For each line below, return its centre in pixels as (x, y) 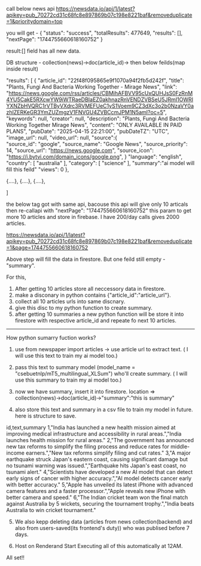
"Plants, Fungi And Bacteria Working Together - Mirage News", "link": (92, 87)
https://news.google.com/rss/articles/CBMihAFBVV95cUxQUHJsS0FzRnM (101, 93)
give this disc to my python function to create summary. (83, 308)
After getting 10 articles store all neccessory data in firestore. (90, 289)
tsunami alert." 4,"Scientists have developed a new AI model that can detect (100, 472)
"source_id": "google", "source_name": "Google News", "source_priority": (97, 144)
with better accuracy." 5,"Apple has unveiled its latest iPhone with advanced (100, 485)
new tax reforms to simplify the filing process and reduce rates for (88, 446)
